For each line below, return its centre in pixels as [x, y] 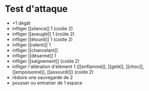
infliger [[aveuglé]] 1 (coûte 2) [43, 34]
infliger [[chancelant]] [35, 50]
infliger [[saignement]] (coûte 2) [46, 61]
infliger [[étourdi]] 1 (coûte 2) [42, 39]
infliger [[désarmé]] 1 [34, 55]
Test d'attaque [36, 9]
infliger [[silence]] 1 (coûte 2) [42, 28]
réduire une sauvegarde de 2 [42, 77]
